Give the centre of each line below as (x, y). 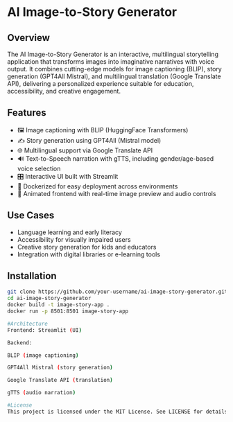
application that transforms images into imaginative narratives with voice (111, 62)
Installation (32, 276)
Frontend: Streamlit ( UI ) (44, 330)
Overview (29, 38)
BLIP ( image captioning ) (43, 355)
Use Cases (31, 216)
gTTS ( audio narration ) (42, 393)
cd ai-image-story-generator (49, 299)
